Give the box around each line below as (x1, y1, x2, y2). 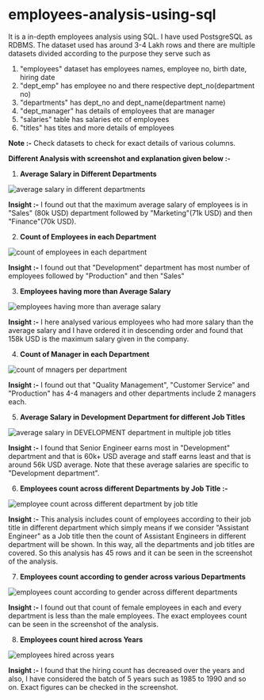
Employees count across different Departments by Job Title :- (19, 484, 228, 493)
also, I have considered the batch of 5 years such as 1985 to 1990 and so (8, 674, 247, 683)
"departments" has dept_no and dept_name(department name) (19, 98, 226, 107)
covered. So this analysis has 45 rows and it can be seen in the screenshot (8, 548, 253, 557)
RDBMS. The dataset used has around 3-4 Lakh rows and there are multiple (8, 40, 256, 49)
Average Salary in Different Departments (19, 169, 157, 178)
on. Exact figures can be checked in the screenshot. (8, 682, 178, 691)
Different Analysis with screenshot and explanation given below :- (8, 153, 231, 163)
